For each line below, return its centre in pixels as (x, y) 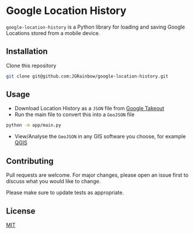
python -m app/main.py (34, 125)
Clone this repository (31, 65)
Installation (27, 52)
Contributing (30, 161)
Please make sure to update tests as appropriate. (65, 193)
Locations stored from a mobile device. (53, 33)
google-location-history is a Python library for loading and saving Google (96, 27)
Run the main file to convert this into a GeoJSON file (75, 114)
